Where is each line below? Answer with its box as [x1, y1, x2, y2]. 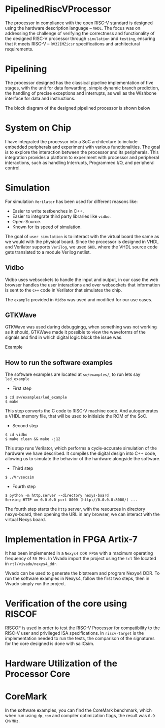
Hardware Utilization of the [5, 658, 117, 669]
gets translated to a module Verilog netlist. [5, 249, 91, 255]
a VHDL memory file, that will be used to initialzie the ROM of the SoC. [5, 413, 148, 419]
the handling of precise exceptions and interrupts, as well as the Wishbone [5, 90, 157, 96]
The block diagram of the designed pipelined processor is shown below [5, 105, 151, 111]
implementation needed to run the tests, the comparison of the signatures [5, 636, 155, 642]
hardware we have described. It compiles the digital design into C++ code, [5, 450, 157, 456]
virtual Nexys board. [5, 517, 46, 523]
